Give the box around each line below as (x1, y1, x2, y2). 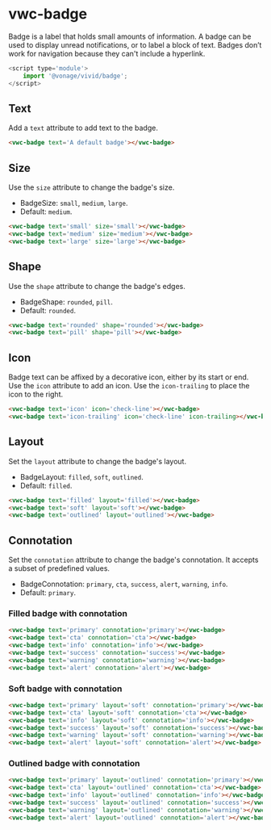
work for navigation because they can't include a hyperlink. (8, 48, 206, 58)
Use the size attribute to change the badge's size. (8, 182, 175, 192)
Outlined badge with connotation (8, 758, 140, 769)
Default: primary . (19, 588, 77, 597)
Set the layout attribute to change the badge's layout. (8, 456, 187, 466)
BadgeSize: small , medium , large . (19, 199, 128, 208)
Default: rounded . (19, 305, 77, 315)
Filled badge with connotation (8, 607, 127, 618)
